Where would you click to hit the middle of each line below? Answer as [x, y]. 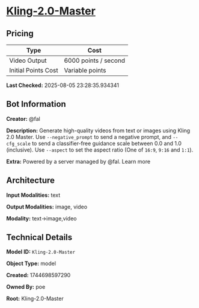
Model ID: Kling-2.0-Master [41, 252]
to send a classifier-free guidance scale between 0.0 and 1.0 [107, 143]
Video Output [28, 60]
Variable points [85, 70]
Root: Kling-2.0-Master [35, 299]
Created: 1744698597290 [38, 275]
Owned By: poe [26, 287]
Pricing [20, 34]
